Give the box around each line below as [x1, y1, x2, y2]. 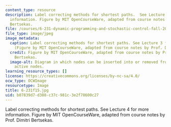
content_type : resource [5, 7, 56, 13]
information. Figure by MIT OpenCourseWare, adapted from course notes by [5, 112, 165, 118]
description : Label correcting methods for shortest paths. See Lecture [5, 12, 165, 17]
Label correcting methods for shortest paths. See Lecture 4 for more [5, 106, 149, 112]
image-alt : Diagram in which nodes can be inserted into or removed [10, 59, 158, 65]
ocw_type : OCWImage [5, 78, 47, 83]
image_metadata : [5, 36, 40, 41]
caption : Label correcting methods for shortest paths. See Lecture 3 [10, 41, 163, 46]
